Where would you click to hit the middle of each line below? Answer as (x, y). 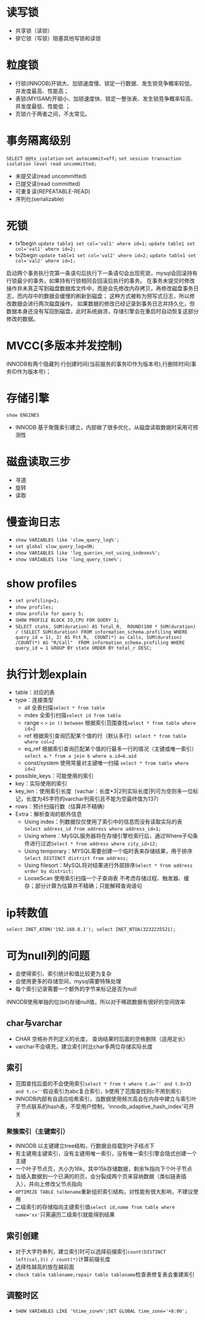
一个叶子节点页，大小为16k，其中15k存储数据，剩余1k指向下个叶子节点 (103, 1169)
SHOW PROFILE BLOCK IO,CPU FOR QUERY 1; (67, 621)
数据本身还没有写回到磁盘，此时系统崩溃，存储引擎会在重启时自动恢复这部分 (103, 311)
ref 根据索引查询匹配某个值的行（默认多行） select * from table (105, 736)
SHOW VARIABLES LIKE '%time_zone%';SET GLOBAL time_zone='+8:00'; (101, 1311)
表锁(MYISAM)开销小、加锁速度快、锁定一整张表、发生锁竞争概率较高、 (106, 98)
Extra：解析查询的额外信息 (49, 814)
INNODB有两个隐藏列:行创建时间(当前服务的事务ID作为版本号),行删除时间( (99, 363)
